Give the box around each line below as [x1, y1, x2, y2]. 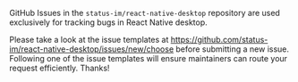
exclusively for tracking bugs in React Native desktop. [9, 17, 208, 28]
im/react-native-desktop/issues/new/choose [9, 44, 175, 54]
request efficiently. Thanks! [9, 62, 110, 73]
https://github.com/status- [170, 35, 268, 45]
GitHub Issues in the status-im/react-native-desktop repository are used [9, 8, 280, 18]
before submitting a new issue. [175, 44, 289, 54]
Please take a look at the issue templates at [9, 35, 169, 45]
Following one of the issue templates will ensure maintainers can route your [9, 53, 288, 63]
